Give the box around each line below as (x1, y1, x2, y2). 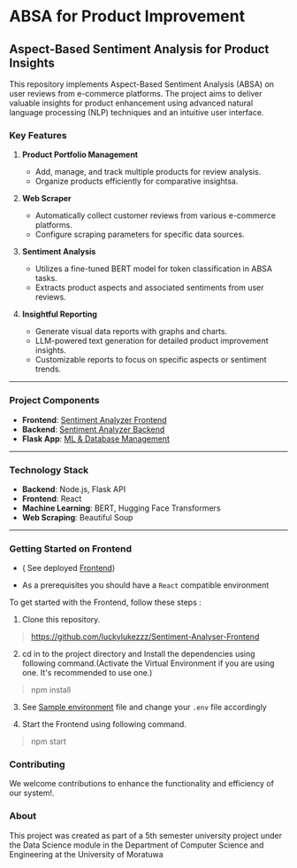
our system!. (9, 787, 55, 799)
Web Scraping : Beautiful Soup (21, 512, 133, 522)
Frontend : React (21, 493, 82, 504)
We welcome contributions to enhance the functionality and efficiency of (9, 778, 274, 789)
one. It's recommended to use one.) (21, 668, 153, 678)
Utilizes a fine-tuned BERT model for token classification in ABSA (34, 263, 272, 274)
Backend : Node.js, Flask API (21, 483, 126, 494)
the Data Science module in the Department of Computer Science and (9, 840, 264, 850)
